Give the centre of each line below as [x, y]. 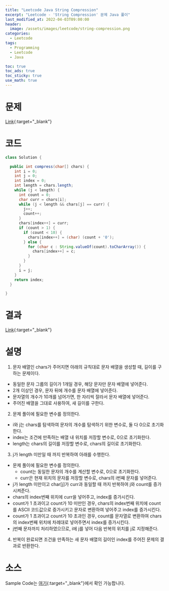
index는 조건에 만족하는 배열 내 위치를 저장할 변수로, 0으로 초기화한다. [81, 437]
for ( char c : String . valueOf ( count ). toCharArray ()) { [87, 247]
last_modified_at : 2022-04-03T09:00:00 [47, 19]
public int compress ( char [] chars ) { [50, 166]
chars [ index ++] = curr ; [44, 223]
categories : [18, 33]
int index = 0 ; [30, 181]
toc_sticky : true [24, 76]
